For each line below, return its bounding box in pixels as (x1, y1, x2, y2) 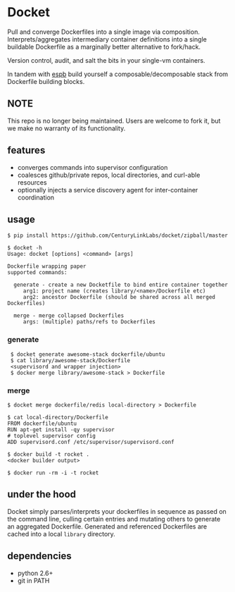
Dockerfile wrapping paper (7, 263, 87, 270)
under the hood (7, 488, 76, 500)
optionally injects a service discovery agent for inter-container (17, 185, 198, 194)
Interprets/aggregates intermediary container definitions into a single (7, 35, 208, 43)
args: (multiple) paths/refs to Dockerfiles (23, 319, 156, 326)
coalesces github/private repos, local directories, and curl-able (17, 171, 201, 179)
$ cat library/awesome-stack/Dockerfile (10, 357, 131, 364)
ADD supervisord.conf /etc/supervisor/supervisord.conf (7, 438, 174, 445)
